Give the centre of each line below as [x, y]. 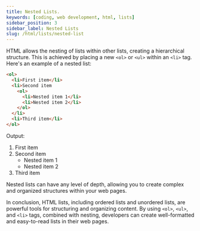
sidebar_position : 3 [32, 23]
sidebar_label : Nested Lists [42, 28]
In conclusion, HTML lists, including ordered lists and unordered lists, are [96, 202]
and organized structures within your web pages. [67, 190]
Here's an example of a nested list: [49, 64]
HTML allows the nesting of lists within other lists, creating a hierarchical [96, 51]
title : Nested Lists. [33, 12]
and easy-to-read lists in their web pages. [58, 221]
